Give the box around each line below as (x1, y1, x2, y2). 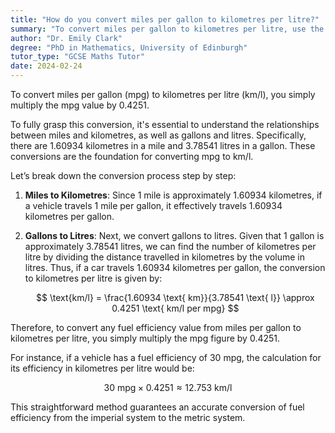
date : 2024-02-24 (10, 61, 83, 71)
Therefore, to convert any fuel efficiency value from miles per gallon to (10, 322, 302, 333)
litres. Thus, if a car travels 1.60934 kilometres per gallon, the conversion (24, 262, 326, 273)
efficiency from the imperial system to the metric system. (10, 412, 246, 423)
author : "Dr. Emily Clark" (10, 33, 123, 43)
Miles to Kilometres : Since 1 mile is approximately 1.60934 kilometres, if (24, 189, 323, 201)
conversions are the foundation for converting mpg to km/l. (10, 151, 254, 162)
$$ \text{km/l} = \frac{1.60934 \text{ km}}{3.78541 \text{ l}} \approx (36, 292, 315, 303)
